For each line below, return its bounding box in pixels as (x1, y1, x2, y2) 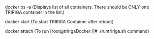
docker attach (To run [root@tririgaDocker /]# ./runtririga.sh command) (5, 28, 149, 34)
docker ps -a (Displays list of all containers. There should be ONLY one (5, 4, 149, 10)
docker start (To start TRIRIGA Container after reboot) (5, 19, 114, 24)
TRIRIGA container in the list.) (5, 9, 65, 15)
